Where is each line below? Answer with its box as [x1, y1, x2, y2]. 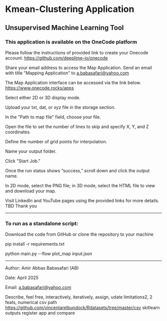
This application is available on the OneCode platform [5, 38, 138, 45]
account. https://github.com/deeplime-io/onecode [5, 55, 108, 61]
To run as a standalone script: [5, 220, 79, 227]
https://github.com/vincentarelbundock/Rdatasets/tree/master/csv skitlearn [5, 305, 160, 311]
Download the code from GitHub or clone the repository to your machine [5, 231, 154, 238]
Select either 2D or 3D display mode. [5, 94, 81, 100]
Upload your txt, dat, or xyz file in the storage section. [5, 104, 116, 110]
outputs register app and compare [5, 310, 76, 316]
